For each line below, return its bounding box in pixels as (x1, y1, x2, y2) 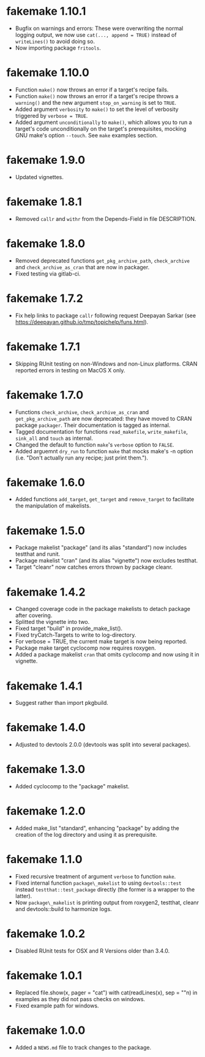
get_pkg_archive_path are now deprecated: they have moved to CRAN (15, 415, 192, 422)
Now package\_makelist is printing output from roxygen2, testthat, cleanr (15, 899, 199, 906)
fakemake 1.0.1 (6, 969, 83, 983)
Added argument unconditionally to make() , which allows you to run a (15, 118, 192, 126)
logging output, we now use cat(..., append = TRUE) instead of (15, 31, 177, 38)
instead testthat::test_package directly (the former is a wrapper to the (15, 886, 195, 893)
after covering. (15, 612, 53, 619)
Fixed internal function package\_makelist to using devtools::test (15, 879, 182, 886)
